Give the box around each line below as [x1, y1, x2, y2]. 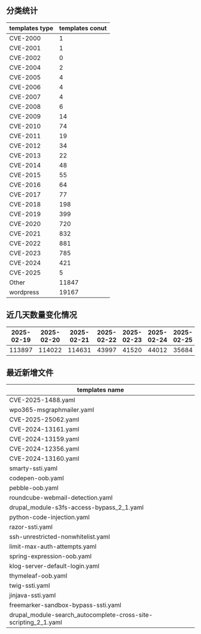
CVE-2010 [9, 122, 41, 130]
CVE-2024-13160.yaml [9, 454, 80, 463]
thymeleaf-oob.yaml [9, 572, 68, 580]
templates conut [59, 23, 107, 32]
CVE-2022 [9, 239, 41, 248]
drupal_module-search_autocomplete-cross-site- [9, 611, 153, 619]
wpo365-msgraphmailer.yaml [9, 406, 95, 414]
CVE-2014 [9, 161, 41, 169]
